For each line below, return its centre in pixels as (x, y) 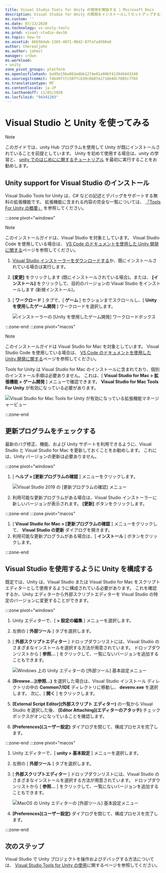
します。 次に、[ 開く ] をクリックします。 (55, 693)
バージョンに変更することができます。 (52, 600)
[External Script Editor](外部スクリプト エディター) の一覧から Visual (83, 704)
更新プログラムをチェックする (51, 431)
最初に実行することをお (133, 160)
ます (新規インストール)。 (51, 289)
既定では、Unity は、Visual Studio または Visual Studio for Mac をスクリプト (83, 582)
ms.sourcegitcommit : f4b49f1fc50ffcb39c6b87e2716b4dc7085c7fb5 (72, 79)
